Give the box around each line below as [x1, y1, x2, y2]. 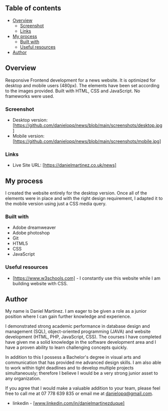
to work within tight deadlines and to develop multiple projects [5, 365, 134, 371]
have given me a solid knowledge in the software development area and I [5, 339, 156, 345]
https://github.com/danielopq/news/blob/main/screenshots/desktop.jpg [14, 122, 162, 128]
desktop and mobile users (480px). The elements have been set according [5, 82, 159, 88]
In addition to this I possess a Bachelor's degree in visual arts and [5, 354, 141, 360]
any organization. [5, 375, 41, 381]
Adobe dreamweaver [12, 225, 56, 231]
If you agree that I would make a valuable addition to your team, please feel [5, 385, 160, 391]
